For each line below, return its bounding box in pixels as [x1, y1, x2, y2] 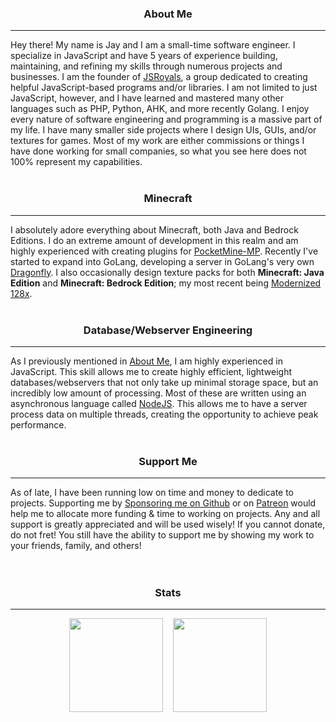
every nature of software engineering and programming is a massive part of [10, 113, 323, 126]
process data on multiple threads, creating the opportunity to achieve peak [10, 408, 319, 420]
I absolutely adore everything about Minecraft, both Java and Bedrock [10, 223, 299, 236]
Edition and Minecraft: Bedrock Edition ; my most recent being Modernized [10, 277, 322, 289]
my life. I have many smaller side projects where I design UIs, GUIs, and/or [10, 124, 317, 136]
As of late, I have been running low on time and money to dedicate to [10, 487, 295, 499]
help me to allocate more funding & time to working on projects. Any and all [10, 508, 321, 520]
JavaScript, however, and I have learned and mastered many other [10, 92, 284, 104]
